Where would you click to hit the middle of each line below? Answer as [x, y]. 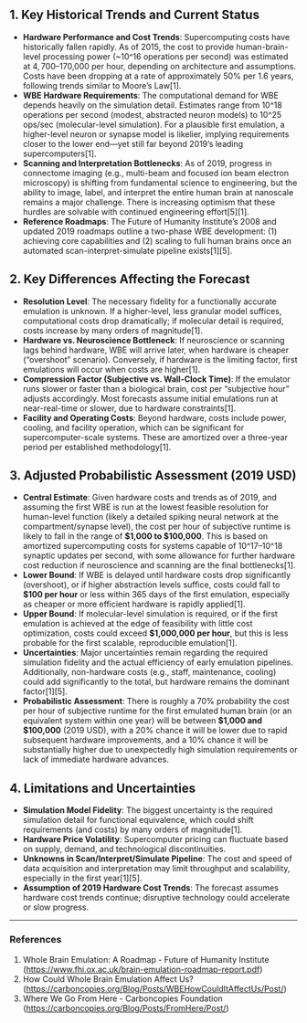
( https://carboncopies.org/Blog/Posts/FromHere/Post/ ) [126, 1007]
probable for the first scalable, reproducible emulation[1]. [130, 643]
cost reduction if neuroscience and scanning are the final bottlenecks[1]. [159, 565]
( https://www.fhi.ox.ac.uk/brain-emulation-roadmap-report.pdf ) [143, 969]
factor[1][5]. [45, 691]
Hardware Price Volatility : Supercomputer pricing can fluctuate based [155, 839]
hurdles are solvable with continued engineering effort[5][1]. [136, 211]
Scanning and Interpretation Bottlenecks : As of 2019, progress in [147, 163]
